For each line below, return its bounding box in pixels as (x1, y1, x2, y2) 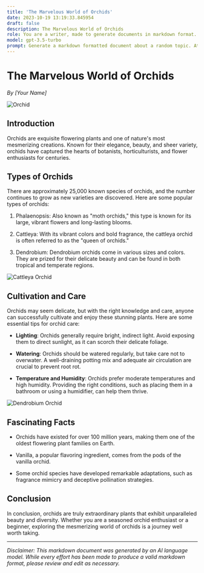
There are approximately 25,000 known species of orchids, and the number (7, 188, 196, 195)
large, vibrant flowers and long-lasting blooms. (15, 219, 133, 226)
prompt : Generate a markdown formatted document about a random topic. (7, 43, 191, 49)
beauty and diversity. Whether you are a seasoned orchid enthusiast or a (7, 516, 189, 523)
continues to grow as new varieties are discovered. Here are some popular (7, 194, 193, 201)
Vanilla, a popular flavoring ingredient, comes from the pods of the (15, 451, 182, 459)
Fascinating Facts (7, 417, 75, 427)
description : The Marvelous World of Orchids (7, 26, 123, 32)
